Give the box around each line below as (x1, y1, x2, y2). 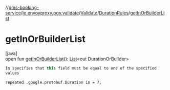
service (5, 10, 22, 16)
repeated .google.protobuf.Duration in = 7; (5, 80, 102, 85)
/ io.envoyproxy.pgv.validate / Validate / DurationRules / (20, 10, 131, 16)
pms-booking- (8, 5, 39, 10)
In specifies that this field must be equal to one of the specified (5, 65, 157, 71)
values (5, 70, 19, 76)
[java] (5, 50, 18, 56)
